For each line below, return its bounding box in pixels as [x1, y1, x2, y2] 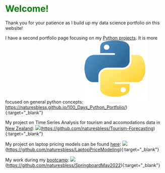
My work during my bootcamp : [5, 157, 70, 163]
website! [5, 25, 23, 31]
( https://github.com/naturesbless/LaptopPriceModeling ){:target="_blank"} [5, 146, 159, 152]
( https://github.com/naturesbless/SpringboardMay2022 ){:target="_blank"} [5, 162, 160, 168]
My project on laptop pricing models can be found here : [5, 141, 121, 147]
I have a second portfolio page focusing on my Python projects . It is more [5, 35, 158, 41]
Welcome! [5, 3, 49, 15]
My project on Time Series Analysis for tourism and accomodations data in [5, 119, 160, 125]
